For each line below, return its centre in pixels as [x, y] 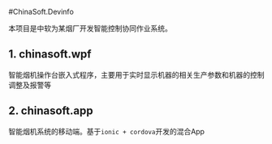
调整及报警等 [30, 85]
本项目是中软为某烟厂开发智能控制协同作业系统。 [90, 28]
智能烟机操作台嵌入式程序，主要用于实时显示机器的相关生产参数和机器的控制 [136, 74]
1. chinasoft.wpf [50, 55]
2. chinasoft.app [51, 111]
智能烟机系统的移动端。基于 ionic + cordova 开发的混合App [107, 131]
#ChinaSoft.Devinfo [41, 12]
